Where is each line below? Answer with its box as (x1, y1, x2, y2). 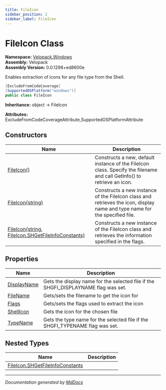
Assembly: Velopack (5, 59, 48, 65)
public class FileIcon (5, 93, 52, 98)
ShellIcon (7, 308, 30, 315)
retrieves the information (94, 232, 152, 239)
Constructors (5, 131, 47, 139)
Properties (5, 255, 39, 263)
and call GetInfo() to (94, 173, 142, 179)
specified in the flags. (94, 238, 145, 245)
